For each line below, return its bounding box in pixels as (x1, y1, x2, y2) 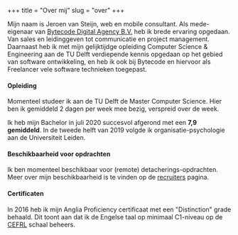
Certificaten (7, 190, 44, 197)
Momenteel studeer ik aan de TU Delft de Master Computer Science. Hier (7, 97, 222, 106)
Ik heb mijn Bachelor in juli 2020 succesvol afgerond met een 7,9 (7, 119, 198, 127)
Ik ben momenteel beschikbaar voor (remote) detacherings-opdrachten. (7, 165, 218, 174)
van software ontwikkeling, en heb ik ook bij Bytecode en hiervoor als (7, 58, 211, 66)
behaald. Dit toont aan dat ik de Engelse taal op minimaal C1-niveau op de (7, 212, 223, 221)
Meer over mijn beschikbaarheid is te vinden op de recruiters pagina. (7, 173, 210, 182)
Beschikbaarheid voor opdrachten (7, 149, 111, 158)
